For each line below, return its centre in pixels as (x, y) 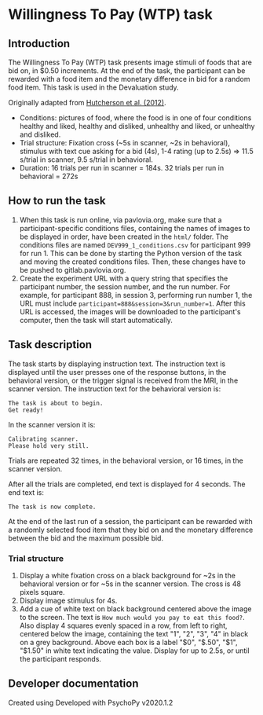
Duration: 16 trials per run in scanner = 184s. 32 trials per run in (122, 168)
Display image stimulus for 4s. (68, 600)
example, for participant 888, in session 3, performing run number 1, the (136, 295)
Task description (50, 345)
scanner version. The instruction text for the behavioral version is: (115, 389)
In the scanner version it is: (52, 424)
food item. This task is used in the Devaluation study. (93, 87)
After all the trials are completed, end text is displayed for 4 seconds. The (127, 484)
